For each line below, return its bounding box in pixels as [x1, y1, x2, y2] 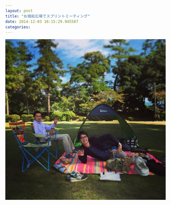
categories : [5, 24, 31, 30]
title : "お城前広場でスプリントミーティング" [5, 13, 90, 19]
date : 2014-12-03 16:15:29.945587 [5, 19, 79, 24]
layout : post [5, 8, 33, 13]
